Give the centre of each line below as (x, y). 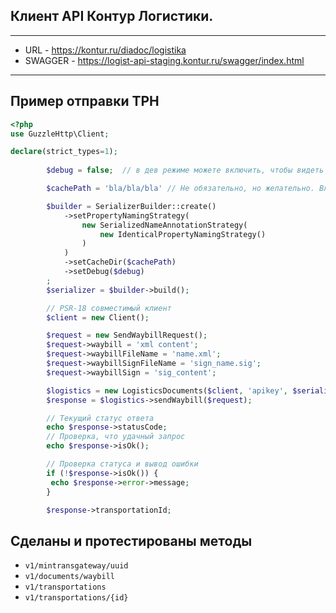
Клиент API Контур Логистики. (112, 16)
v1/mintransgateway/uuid (76, 566)
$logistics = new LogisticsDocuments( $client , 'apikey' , (167, 390)
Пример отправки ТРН (85, 101)
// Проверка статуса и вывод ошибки (122, 464)
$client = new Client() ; (98, 317)
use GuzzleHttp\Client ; (60, 134)
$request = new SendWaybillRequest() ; (127, 335)
